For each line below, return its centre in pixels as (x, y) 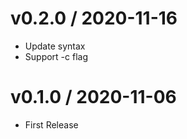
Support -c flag (56, 56)
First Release (51, 124)
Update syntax (55, 46)
